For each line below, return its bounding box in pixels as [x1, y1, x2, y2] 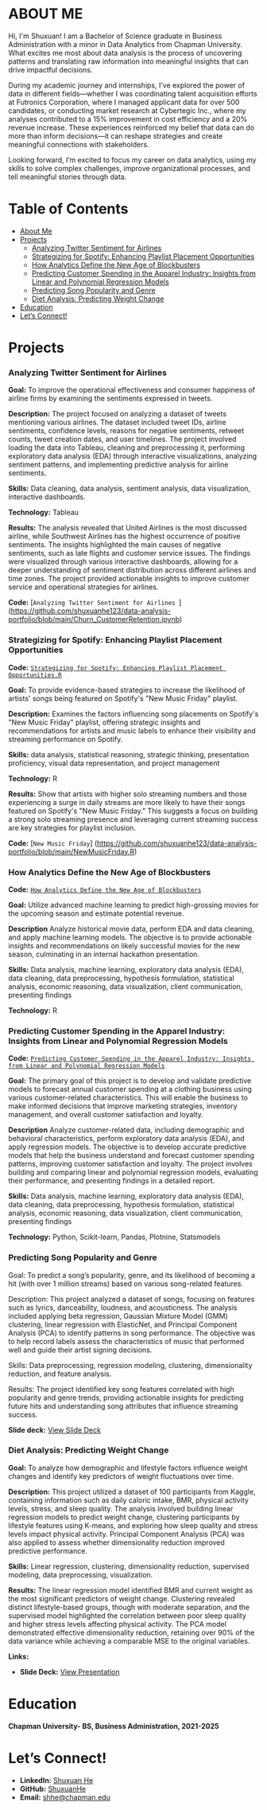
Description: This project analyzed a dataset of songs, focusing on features [8, 1294, 255, 1304]
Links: [8, 1652, 29, 1661]
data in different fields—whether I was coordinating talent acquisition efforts [8, 88, 257, 98]
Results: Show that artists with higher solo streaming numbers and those [8, 789, 248, 799]
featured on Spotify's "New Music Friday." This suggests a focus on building [8, 806, 258, 815]
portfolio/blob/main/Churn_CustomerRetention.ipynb [8, 615, 180, 624]
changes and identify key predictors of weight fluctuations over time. [8, 1471, 234, 1481]
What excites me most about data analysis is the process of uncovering [8, 48, 242, 57]
